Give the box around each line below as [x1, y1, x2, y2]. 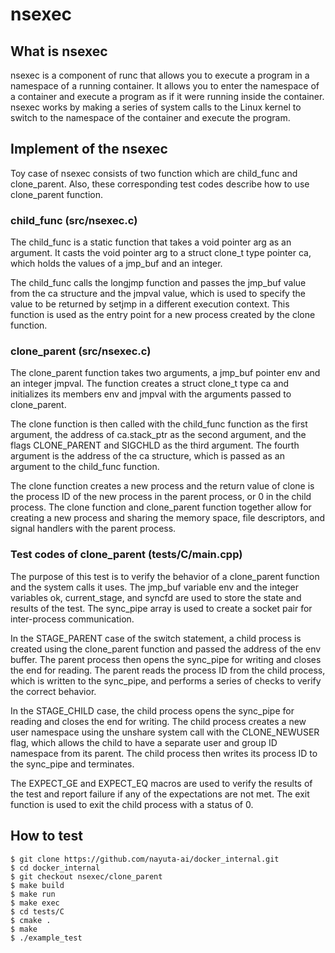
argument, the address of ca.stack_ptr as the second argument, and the [10, 429, 307, 441]
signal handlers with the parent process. [10, 523, 177, 535]
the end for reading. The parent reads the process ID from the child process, [10, 664, 326, 676]
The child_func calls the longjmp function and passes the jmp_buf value [10, 277, 307, 289]
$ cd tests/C [10, 906, 65, 917]
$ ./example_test [10, 933, 83, 943]
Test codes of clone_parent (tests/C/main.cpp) [10, 548, 243, 562]
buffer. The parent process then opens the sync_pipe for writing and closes [10, 653, 322, 665]
